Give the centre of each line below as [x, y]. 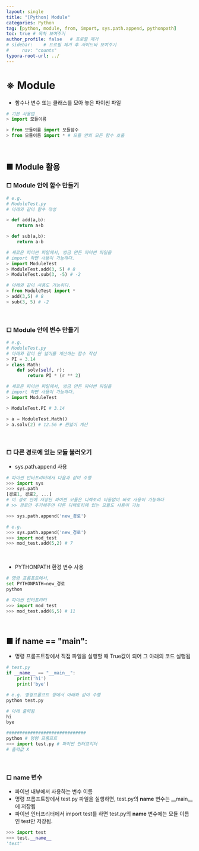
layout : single [25, 12]
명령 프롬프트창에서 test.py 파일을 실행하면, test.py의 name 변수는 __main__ [104, 799]
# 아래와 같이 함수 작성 [31, 209]
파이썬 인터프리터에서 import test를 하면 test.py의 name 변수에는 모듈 [96, 814]
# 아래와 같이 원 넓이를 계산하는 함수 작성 [51, 354]
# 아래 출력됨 [20, 711]
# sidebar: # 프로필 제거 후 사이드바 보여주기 [61, 45]
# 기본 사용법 [20, 114]
